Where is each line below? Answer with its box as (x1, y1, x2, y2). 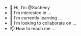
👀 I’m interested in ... (9, 10, 52, 16)
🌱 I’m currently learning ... (9, 15, 62, 20)
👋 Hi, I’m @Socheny (9, 5, 50, 10)
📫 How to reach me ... (9, 26, 55, 31)
